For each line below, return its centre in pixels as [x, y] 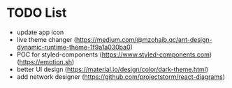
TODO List [37, 13]
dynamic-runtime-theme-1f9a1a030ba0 [73, 47]
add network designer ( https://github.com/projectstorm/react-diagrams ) [121, 76]
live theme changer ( [46, 39]
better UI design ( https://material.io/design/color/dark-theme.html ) [113, 69]
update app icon [40, 32]
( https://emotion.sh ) [45, 61]
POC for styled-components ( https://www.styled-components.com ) [114, 54]
